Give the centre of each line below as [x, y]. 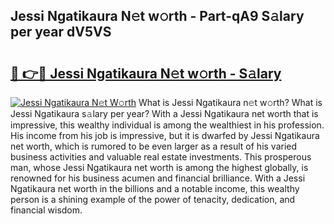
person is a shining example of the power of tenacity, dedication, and [153, 199]
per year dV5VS [61, 32]
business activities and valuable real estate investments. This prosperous [161, 157]
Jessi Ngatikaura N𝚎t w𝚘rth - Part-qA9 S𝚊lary [157, 16]
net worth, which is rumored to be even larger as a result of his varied [154, 146]
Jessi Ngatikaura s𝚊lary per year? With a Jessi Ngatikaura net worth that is [164, 113]
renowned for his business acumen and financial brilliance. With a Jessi [158, 178]
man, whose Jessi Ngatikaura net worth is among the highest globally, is [159, 167]
